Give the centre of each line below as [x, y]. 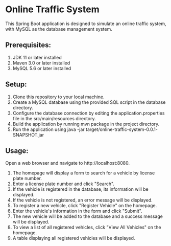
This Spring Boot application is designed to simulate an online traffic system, [86, 24]
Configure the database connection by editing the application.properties [89, 113]
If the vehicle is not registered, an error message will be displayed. [83, 200]
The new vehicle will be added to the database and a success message [88, 216]
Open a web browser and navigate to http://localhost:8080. [68, 163]
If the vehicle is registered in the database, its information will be [81, 189]
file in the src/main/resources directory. [54, 118]
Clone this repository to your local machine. [58, 97]
